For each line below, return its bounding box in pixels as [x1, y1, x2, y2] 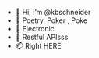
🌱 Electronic [15, 24, 55, 33]
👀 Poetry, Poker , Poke [15, 16, 88, 25]
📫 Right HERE [15, 42, 62, 50]
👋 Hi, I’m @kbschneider [15, 8, 91, 16]
